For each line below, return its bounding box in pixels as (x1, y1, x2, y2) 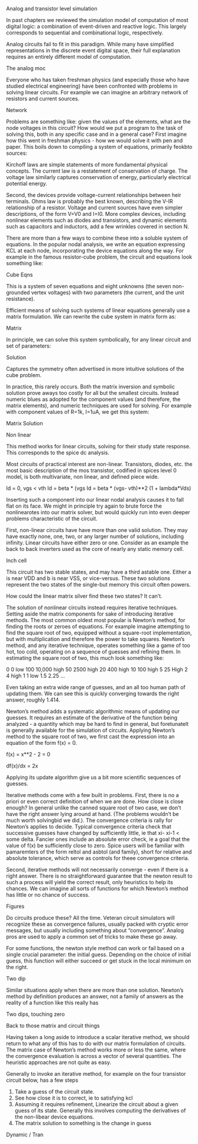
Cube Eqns (6, 271, 33, 278)
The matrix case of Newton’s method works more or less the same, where (6, 1046, 186, 1053)
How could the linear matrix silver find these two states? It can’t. (6, 592, 163, 600)
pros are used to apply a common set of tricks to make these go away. (6, 933, 178, 940)
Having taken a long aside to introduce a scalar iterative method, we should (6, 1034, 190, 1040)
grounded (6, 289, 30, 296)
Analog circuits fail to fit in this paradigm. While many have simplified (6, 41, 174, 47)
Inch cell (6, 557, 27, 564)
